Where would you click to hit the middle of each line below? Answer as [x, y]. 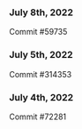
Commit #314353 [41, 74]
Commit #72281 [38, 117]
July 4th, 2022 [41, 97]
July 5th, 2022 [41, 55]
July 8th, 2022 [41, 12]
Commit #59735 [38, 32]
